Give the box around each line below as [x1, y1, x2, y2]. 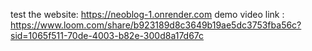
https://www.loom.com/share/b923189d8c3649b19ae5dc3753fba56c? [10, 19, 302, 31]
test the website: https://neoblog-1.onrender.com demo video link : [10, 9, 285, 20]
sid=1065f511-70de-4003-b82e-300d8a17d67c [10, 30, 205, 41]
